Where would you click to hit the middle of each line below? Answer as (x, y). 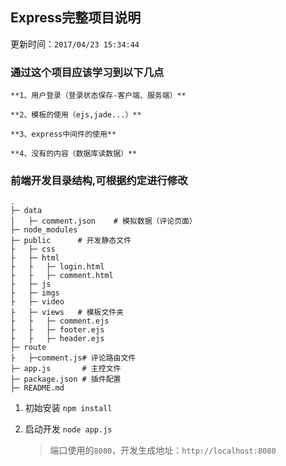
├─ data (26, 211)
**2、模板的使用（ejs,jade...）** (76, 115)
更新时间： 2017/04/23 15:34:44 (75, 44)
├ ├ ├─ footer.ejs (57, 330)
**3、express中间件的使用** (63, 134)
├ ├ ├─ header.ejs (57, 339)
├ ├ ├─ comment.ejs (60, 321)
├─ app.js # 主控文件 (66, 369)
